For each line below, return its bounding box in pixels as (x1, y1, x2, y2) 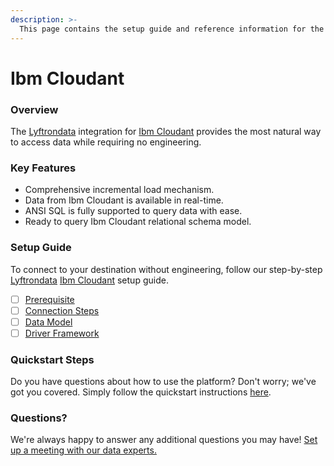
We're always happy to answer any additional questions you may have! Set (10, 434, 318, 446)
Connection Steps (24, 304, 100, 316)
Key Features (10, 161, 77, 175)
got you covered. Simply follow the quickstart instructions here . (10, 386, 272, 398)
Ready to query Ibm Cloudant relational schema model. (24, 216, 252, 228)
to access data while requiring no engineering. (10, 136, 202, 148)
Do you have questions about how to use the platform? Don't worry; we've (10, 376, 317, 388)
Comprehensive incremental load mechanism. (24, 184, 215, 196)
